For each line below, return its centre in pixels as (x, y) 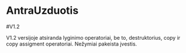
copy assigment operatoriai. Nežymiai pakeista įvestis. (72, 44)
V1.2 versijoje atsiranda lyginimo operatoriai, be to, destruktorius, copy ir (93, 37)
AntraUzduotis (42, 11)
